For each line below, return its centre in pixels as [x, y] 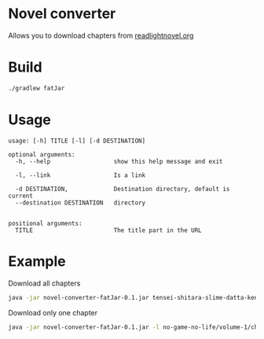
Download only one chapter [53, 312]
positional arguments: [45, 223]
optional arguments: [42, 154]
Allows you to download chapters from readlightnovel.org [101, 35]
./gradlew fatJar [37, 88]
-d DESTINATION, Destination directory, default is [123, 189]
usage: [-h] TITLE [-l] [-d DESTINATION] [77, 141]
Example [37, 261]
